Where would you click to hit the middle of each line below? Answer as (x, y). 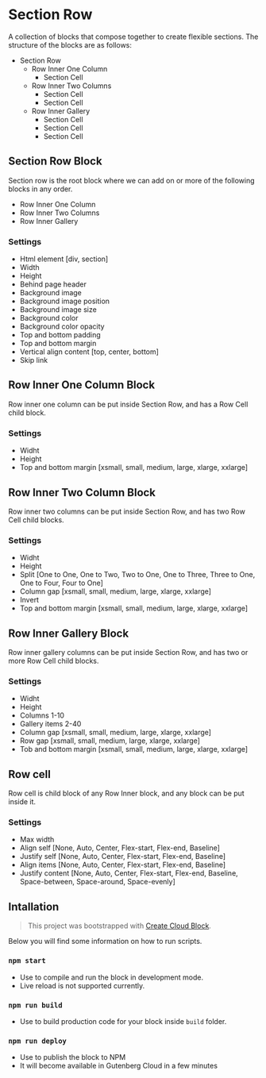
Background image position (64, 301)
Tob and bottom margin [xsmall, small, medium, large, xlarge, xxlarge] (134, 749)
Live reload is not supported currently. (82, 985)
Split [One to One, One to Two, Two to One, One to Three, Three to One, (137, 575)
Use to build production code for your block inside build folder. (123, 1021)
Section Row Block (55, 162)
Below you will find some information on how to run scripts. (105, 941)
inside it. (22, 802)
